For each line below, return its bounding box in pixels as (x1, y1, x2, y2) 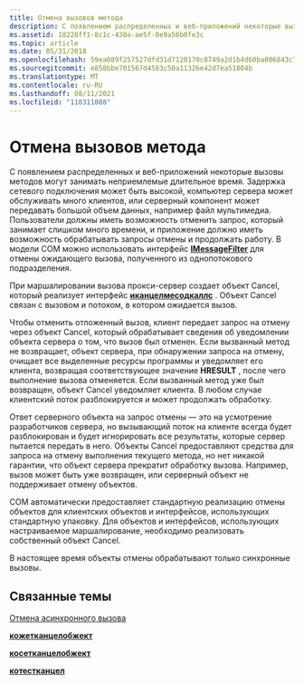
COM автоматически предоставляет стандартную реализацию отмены (9, 497, 285, 507)
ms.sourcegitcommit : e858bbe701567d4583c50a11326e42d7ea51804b (9, 64, 253, 73)
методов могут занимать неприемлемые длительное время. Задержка (9, 176, 286, 187)
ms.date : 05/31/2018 (9, 47, 88, 56)
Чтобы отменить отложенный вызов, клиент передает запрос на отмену (9, 317, 290, 328)
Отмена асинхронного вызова (9, 613, 127, 623)
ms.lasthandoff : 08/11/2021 (9, 89, 116, 98)
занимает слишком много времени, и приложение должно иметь (9, 224, 264, 236)
